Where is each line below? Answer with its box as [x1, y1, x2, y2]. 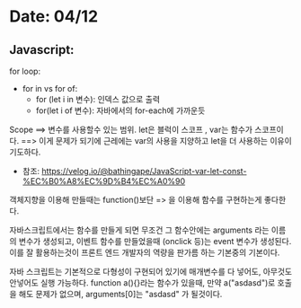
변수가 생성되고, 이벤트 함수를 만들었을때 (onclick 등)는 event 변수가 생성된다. [18, 236, 292, 246]
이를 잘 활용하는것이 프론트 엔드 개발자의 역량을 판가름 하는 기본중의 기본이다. [9, 247, 280, 258]
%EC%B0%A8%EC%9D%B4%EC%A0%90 [22, 176, 186, 186]
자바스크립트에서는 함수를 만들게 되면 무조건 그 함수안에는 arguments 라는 [9, 224, 270, 235]
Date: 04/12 [9, 6, 99, 27]
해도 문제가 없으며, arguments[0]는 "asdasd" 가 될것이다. [18, 289, 223, 299]
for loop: [9, 66, 41, 76]
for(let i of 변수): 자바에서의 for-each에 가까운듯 [35, 105, 206, 116]
